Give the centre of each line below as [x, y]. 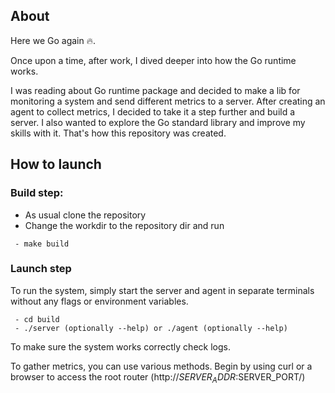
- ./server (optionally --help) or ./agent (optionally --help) [151, 328]
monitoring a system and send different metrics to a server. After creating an [168, 101]
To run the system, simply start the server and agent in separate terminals [162, 290]
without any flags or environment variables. [99, 301]
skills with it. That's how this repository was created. [118, 133]
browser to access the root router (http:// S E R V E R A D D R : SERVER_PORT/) [158, 377]
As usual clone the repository [85, 215]
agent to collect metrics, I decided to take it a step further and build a [153, 111]
